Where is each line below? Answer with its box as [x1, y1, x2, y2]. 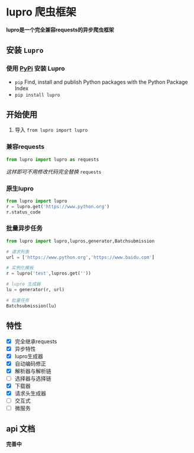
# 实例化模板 [6, 265, 34, 271]
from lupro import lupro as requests [6, 157, 99, 162]
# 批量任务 [6, 297, 30, 303]
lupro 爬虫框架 [6, 5, 77, 19]
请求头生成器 [14, 390, 46, 397]
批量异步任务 [6, 224, 43, 232]
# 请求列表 [6, 248, 30, 255]
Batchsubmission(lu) [6, 303, 57, 309]
